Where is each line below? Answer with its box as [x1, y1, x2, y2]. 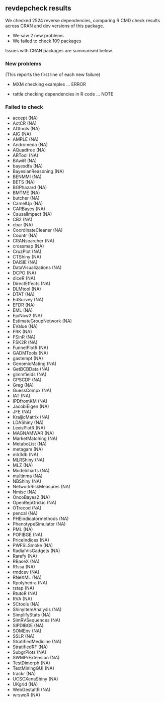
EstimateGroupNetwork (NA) [12, 318, 72, 324]
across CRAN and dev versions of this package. [5, 23, 105, 29]
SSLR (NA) [12, 633, 35, 639]
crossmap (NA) [12, 243, 44, 249]
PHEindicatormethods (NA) [12, 515, 69, 522]
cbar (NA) [12, 222, 33, 228]
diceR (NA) [12, 275, 36, 281]
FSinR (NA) [12, 334, 36, 340]
